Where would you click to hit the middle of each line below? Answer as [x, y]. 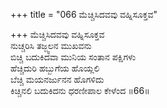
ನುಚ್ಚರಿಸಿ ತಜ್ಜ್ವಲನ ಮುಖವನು [51, 45]
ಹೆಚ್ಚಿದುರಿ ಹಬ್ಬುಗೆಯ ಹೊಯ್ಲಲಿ [55, 68]
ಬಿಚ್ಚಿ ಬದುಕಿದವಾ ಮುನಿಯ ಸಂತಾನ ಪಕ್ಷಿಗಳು [73, 57]
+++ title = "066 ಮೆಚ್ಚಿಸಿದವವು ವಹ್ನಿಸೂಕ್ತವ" [84, 14]
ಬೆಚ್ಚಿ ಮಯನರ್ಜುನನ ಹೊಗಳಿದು [57, 79]
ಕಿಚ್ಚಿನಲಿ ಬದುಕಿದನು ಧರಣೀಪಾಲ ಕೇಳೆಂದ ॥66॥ [80, 90]
